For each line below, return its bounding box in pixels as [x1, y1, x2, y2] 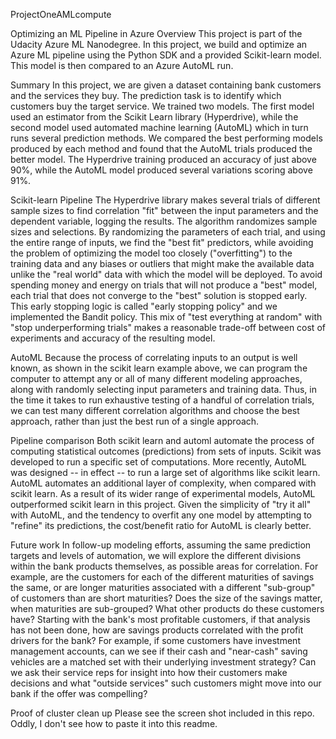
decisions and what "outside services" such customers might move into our [10, 677, 322, 689]
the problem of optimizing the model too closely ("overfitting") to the [10, 247, 293, 259]
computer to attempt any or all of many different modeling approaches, [10, 373, 303, 384]
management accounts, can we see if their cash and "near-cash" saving [10, 645, 308, 657]
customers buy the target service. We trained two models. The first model [10, 100, 315, 112]
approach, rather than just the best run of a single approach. [10, 415, 260, 427]
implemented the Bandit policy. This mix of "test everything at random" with [10, 311, 323, 323]
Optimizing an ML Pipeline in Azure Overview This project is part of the [10, 28, 303, 39]
